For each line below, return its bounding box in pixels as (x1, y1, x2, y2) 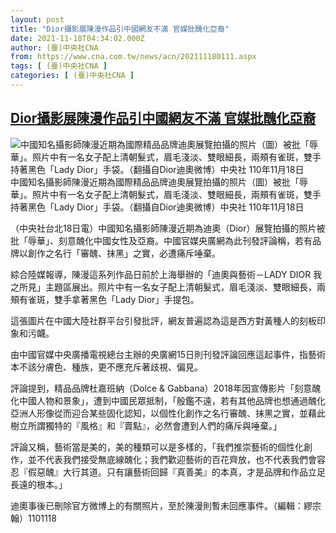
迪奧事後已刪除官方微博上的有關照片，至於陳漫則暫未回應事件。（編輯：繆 (10, 499, 313, 511)
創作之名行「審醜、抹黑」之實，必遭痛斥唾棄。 (27, 247, 221, 259)
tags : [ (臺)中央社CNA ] (10, 61, 108, 71)
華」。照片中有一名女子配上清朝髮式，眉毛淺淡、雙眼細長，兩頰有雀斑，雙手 (10, 188, 322, 200)
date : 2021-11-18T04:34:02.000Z (10, 33, 145, 43)
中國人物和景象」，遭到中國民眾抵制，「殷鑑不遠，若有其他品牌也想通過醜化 (18, 394, 326, 406)
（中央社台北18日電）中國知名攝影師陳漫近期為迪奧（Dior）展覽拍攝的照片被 (10, 222, 326, 234)
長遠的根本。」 (10, 478, 68, 490)
